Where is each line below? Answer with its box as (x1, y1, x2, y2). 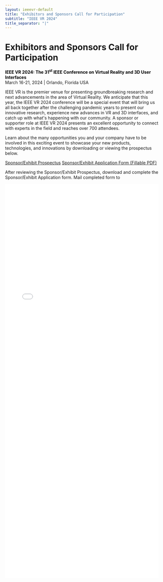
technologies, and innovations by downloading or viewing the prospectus (5, 145, 152, 151)
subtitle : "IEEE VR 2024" (5, 16, 57, 21)
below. (5, 150, 18, 156)
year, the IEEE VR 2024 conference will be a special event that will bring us (5, 99, 155, 105)
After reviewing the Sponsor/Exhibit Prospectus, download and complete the (5, 169, 159, 175)
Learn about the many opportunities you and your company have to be (5, 135, 147, 141)
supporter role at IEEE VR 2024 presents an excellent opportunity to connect (5, 120, 159, 126)
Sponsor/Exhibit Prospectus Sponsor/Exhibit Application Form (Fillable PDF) (5, 160, 157, 166)
